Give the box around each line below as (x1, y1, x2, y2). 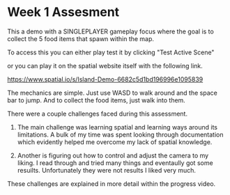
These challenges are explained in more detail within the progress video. (7, 179, 216, 188)
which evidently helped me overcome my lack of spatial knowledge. (17, 137, 213, 146)
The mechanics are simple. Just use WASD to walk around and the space (7, 88, 217, 97)
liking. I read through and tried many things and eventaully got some (17, 158, 214, 167)
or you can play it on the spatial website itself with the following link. (7, 61, 204, 70)
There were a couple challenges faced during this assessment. (7, 109, 188, 118)
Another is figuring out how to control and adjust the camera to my (17, 151, 209, 159)
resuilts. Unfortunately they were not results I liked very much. (17, 166, 197, 174)
